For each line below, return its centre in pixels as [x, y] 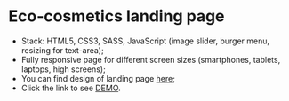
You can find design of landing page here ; [98, 78]
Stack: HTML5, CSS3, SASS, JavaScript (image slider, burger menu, [145, 41]
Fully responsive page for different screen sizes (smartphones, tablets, [151, 59]
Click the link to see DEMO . [71, 88]
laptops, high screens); [63, 69]
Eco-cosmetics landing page [116, 16]
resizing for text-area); [62, 50]
